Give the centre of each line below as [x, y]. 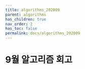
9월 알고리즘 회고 [39, 60]
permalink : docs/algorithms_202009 [43, 33]
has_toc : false [21, 29]
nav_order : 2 [19, 24]
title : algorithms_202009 [32, 10]
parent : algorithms [26, 15]
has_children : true [26, 19]
